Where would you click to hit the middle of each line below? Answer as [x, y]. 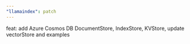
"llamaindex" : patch [31, 11]
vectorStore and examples [38, 34]
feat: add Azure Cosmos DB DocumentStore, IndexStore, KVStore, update [95, 28]
